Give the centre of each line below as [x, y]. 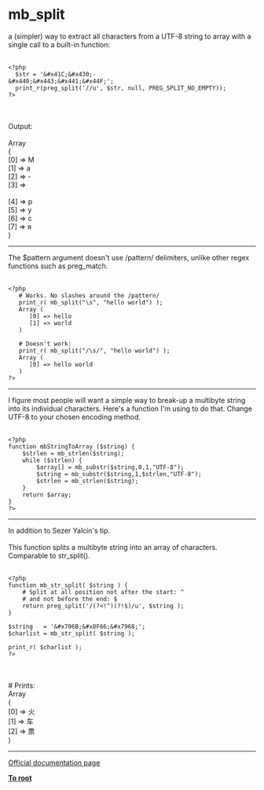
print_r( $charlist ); [45, 647]
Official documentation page [54, 762]
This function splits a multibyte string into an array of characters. [113, 547]
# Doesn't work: [45, 344]
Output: [20, 126]
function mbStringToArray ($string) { [71, 446]
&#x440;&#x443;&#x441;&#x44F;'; [61, 81]
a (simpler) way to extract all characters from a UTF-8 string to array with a [130, 36]
